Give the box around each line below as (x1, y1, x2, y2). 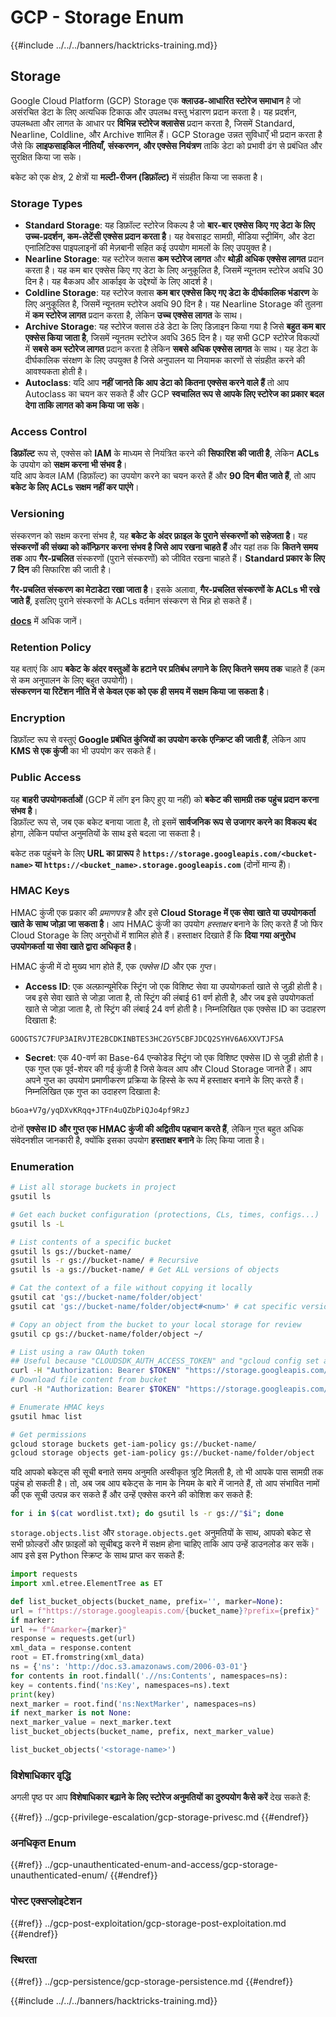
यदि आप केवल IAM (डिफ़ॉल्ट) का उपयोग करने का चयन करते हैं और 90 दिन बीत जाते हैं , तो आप (10, 470, 317, 482)
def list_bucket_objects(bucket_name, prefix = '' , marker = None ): (10, 1596, 284, 1606)
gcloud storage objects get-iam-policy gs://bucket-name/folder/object (10, 1448, 315, 1458)
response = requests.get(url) (10, 1634, 137, 1644)
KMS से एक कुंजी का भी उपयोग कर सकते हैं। (10, 745, 157, 757)
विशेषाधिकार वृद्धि (10, 1768, 72, 1782)
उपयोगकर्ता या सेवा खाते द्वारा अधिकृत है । (10, 940, 138, 952)
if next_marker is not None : (10, 1708, 132, 1718)
